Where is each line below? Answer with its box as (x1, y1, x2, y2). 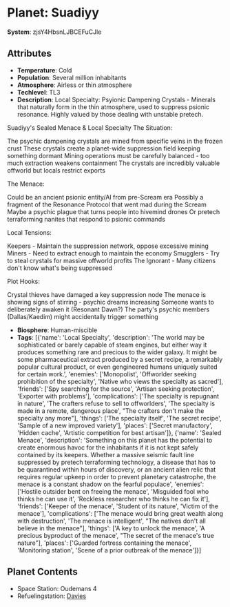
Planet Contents (7, 566, 78, 578)
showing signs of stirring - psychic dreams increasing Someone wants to (7, 298, 215, 306)
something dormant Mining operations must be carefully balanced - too (7, 151, 210, 160)
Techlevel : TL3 (17, 88, 61, 96)
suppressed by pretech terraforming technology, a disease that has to (17, 458, 216, 466)
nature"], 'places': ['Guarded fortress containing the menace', (17, 539, 192, 547)
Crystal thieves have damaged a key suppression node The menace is (7, 290, 207, 298)
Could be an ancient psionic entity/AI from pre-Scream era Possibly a (7, 193, 204, 201)
